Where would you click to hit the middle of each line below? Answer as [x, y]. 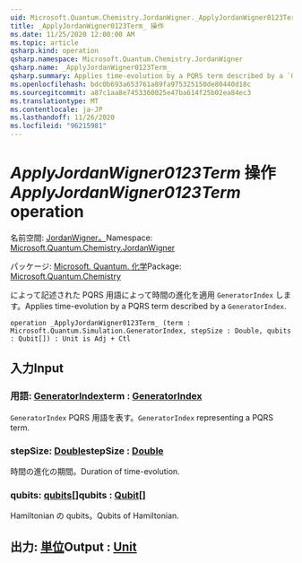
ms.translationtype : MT [55, 101]
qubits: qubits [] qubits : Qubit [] [78, 495]
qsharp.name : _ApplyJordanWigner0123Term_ [91, 68]
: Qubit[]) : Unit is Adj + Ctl [70, 338]
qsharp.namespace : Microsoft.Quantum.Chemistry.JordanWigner [127, 59]
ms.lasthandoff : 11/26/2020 [63, 117]
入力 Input [37, 368]
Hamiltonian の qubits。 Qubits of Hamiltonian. [95, 515]
